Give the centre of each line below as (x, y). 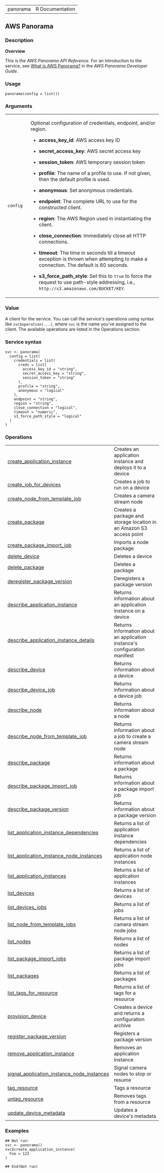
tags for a (125, 993)
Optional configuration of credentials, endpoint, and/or (93, 123)
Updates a (126, 1110)
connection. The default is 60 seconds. (84, 265)
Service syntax (23, 342)
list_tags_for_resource (33, 993)
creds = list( (32, 365)
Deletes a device (133, 557)
